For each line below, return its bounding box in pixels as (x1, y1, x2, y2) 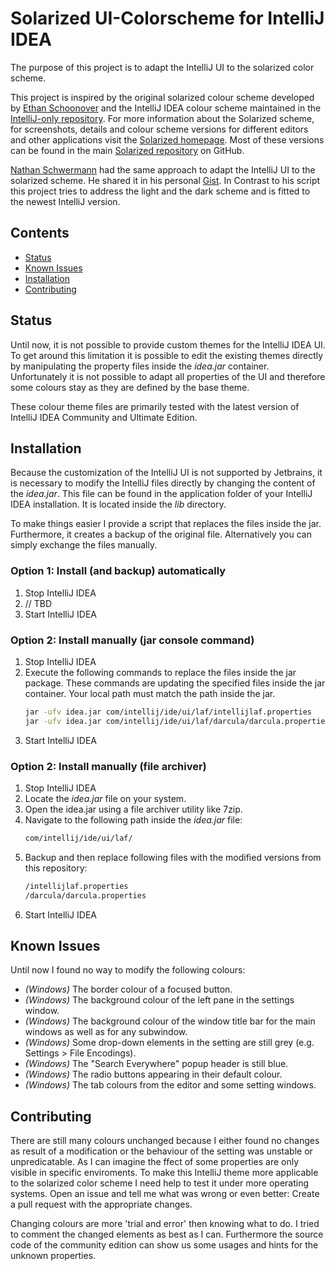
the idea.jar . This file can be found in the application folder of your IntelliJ (10, 488, 313, 500)
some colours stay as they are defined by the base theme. (10, 381, 250, 393)
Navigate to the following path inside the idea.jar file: (24, 814, 243, 826)
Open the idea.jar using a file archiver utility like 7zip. (24, 803, 243, 816)
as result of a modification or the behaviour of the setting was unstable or (10, 1145, 313, 1157)
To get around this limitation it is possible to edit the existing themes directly (10, 349, 324, 361)
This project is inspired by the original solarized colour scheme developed (10, 91, 315, 103)
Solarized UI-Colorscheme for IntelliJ (10, 7, 325, 30)
